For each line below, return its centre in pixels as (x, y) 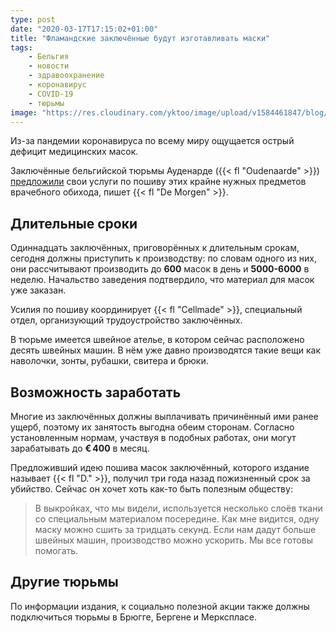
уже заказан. (38, 290)
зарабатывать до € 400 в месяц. (80, 448)
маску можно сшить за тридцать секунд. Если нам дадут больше (175, 529)
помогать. (56, 550)
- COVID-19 (51, 94)
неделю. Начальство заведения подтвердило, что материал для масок (162, 280)
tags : (21, 47)
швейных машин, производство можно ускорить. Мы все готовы (173, 540)
